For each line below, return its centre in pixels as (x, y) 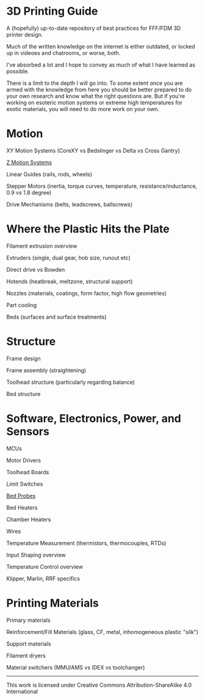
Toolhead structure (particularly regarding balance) (71, 382)
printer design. (25, 34)
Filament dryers (26, 655)
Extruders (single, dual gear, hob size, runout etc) (69, 258)
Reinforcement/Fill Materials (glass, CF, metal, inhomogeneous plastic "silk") (103, 632)
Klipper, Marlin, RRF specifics (43, 579)
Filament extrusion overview (42, 246)
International (22, 691)
